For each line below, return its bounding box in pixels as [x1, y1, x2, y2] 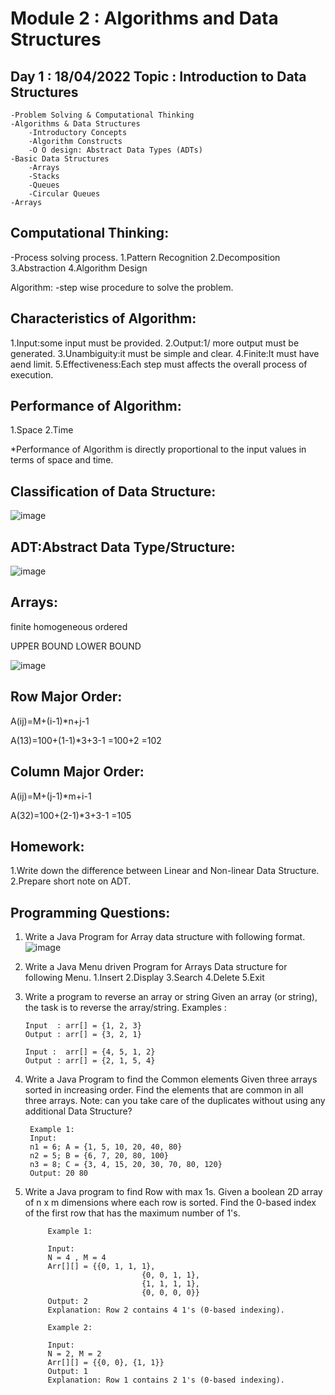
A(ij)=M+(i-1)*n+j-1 [10, 715, 90, 727]
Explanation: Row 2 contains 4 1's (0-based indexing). [47, 1305, 286, 1316]
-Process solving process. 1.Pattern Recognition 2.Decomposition [10, 251, 281, 263]
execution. [10, 368, 54, 381]
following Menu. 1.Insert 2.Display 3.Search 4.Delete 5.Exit [24, 972, 265, 984]
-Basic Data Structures [10, 154, 110, 164]
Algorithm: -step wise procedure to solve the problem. [10, 281, 234, 293]
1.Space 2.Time [10, 424, 74, 436]
